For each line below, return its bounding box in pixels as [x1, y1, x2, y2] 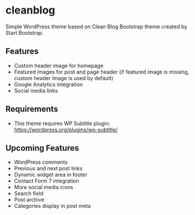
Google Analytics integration [14, 81, 83, 88]
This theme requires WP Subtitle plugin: [14, 120, 110, 127]
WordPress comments [14, 158, 68, 166]
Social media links [14, 87, 58, 94]
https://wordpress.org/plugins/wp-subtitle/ [14, 126, 118, 133]
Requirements [5, 104, 58, 114]
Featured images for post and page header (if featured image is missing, [14, 68, 190, 75]
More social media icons [14, 184, 73, 191]
